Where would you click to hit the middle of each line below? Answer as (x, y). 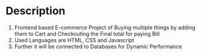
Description (36, 11)
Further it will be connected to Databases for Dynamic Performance (98, 46)
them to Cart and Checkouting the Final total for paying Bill (87, 33)
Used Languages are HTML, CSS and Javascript (74, 40)
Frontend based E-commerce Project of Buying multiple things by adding (105, 27)
